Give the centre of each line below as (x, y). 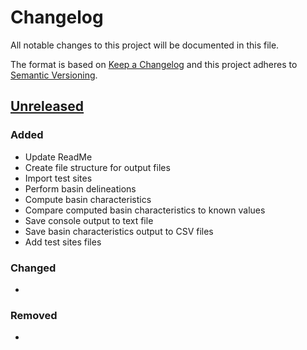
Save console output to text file (89, 220)
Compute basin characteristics (88, 199)
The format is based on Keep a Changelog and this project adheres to (154, 64)
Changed (33, 268)
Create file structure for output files (97, 167)
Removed (34, 315)
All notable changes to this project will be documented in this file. (145, 45)
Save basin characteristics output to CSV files (119, 231)
